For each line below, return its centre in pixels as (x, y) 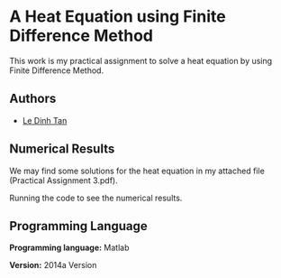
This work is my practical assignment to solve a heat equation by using (141, 60)
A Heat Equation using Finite (118, 17)
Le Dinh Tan (45, 120)
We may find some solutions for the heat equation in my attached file (137, 171)
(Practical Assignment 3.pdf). (64, 180)
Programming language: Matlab (69, 248)
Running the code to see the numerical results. (96, 198)
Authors (33, 99)
